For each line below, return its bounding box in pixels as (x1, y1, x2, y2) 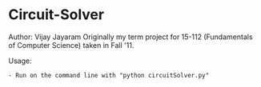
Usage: (8, 56, 32, 65)
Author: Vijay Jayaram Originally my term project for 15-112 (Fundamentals (8, 32, 254, 42)
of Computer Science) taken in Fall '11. (8, 40, 135, 49)
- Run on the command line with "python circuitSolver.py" (8, 71, 210, 79)
